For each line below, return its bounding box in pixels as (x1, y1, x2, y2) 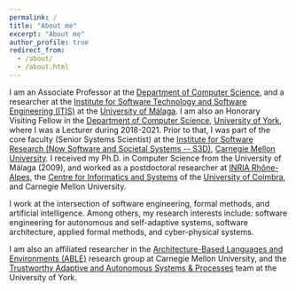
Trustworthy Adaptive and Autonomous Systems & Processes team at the (9, 263, 277, 273)
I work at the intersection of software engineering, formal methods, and (9, 198, 270, 208)
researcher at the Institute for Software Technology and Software (9, 96, 247, 106)
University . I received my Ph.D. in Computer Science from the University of (9, 153, 282, 163)
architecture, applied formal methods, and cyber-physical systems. (9, 226, 254, 237)
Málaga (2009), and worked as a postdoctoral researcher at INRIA (9, 161, 250, 173)
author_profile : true (9, 37, 90, 47)
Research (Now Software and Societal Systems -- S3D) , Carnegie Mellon (9, 143, 277, 153)
